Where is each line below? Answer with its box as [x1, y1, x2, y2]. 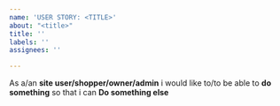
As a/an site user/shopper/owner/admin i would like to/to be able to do [9, 78, 272, 88]
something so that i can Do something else [9, 87, 169, 98]
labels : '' [9, 37, 50, 47]
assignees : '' [9, 46, 62, 55]
